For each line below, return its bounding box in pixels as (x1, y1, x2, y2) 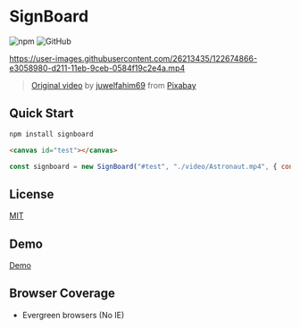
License (9, 186, 54, 202)
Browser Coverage (9, 286, 116, 301)
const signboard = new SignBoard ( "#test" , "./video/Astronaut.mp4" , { (9, 162, 278, 171)
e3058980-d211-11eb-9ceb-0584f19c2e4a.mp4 (9, 63, 186, 73)
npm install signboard (9, 130, 94, 139)
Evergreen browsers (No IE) (21, 309, 125, 320)
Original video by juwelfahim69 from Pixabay (30, 80, 196, 90)
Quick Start (9, 105, 74, 122)
